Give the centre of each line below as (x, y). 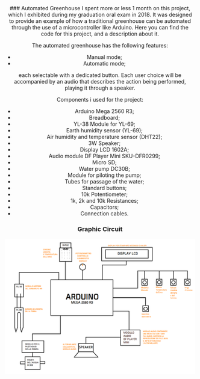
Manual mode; (104, 57)
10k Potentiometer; (105, 194)
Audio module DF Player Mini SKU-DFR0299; (105, 156)
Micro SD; (105, 162)
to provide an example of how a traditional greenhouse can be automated (100, 21)
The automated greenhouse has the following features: (100, 45)
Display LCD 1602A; (105, 149)
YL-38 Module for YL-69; (105, 124)
